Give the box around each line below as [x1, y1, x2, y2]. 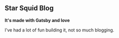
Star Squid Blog [4, 4, 54, 12]
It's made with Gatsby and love [4, 17, 70, 23]
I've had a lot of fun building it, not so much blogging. [4, 27, 115, 33]
